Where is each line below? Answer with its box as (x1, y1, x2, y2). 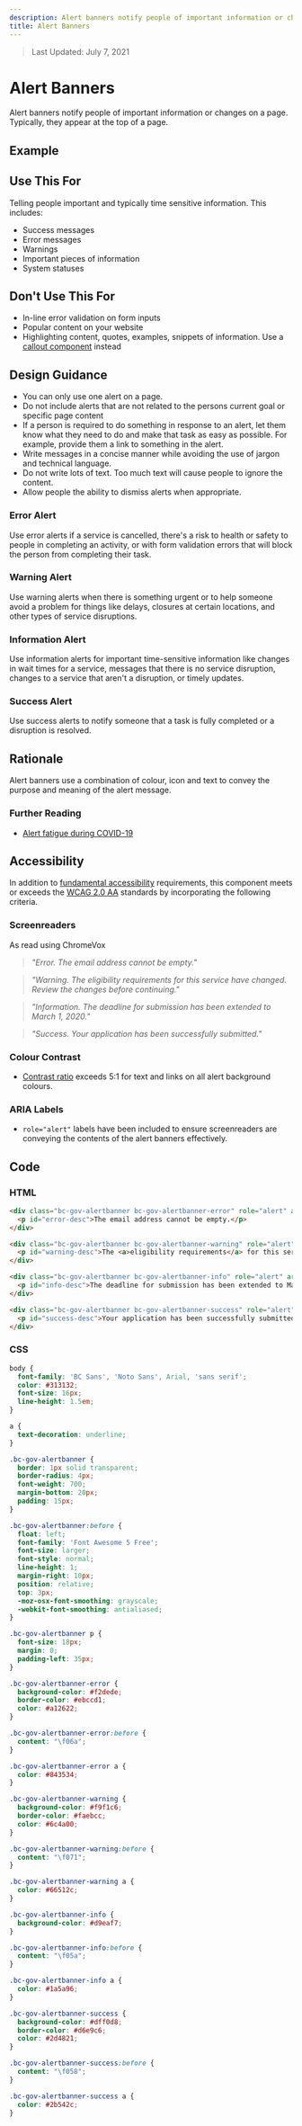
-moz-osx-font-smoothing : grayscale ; (17, 1596, 159, 1605)
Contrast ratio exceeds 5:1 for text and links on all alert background (22, 1071, 271, 1082)
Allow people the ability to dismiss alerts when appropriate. (22, 487, 242, 497)
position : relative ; (17, 1579, 94, 1588)
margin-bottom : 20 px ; (17, 1488, 99, 1497)
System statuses (22, 263, 84, 273)
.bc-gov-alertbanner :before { (9, 1521, 123, 1530)
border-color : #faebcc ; (17, 1811, 106, 1820)
